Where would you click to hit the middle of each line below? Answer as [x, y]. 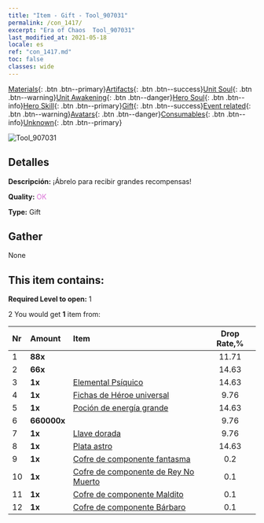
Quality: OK [27, 197]
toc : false [26, 60]
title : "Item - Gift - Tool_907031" [68, 15]
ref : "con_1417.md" [40, 52]
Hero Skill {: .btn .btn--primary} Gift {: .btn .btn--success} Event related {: [137, 105]
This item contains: [56, 280]
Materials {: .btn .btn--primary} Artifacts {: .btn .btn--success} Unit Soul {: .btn [130, 89]
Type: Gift [24, 212]
